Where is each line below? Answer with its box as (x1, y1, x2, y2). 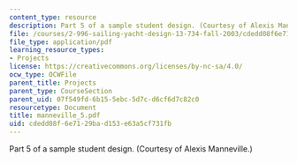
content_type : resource (9, 12, 97, 22)
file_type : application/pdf (9, 37, 113, 47)
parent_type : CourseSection (9, 86, 113, 95)
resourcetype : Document (9, 103, 97, 112)
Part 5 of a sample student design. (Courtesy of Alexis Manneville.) (9, 144, 254, 154)
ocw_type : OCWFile (9, 70, 77, 79)
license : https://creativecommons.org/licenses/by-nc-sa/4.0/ (9, 63, 243, 71)
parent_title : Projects (9, 78, 97, 87)
